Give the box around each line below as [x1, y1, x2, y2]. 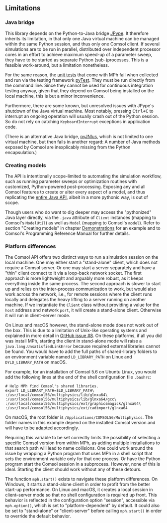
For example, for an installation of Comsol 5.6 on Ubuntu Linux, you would [5, 369, 157, 375]
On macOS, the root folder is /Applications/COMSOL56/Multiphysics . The [5, 414, 153, 420]
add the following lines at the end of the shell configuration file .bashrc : [5, 374, 152, 380]
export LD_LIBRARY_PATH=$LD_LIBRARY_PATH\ [5, 388, 94, 393]
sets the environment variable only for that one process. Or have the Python [5, 456, 161, 462]
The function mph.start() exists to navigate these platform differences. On [5, 476, 158, 482]
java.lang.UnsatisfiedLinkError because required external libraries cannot [5, 344, 160, 349]
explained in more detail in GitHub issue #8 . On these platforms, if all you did [5, 333, 162, 339]
